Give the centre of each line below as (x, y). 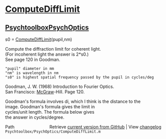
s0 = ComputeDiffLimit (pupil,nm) (39, 39)
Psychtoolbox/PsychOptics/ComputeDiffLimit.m (53, 132)
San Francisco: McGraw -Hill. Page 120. (45, 92)
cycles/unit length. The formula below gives (50, 112)
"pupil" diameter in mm (30, 69)
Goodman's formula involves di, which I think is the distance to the (73, 101)
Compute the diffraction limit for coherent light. (53, 49)
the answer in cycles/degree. (35, 117)
